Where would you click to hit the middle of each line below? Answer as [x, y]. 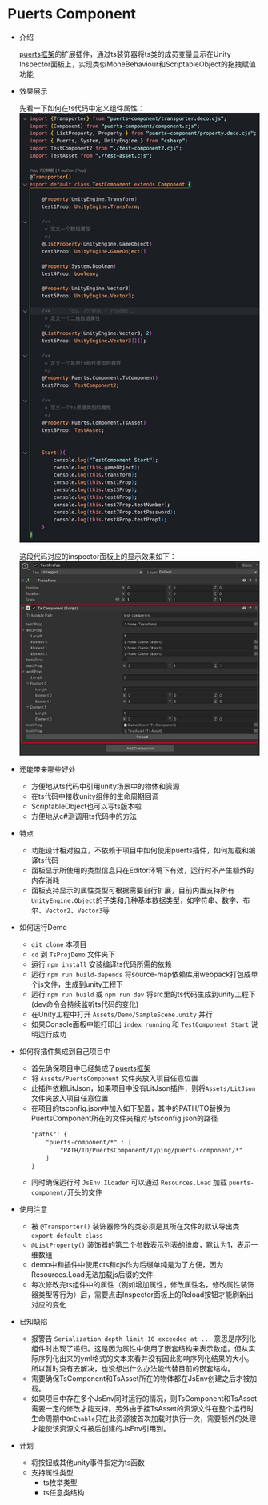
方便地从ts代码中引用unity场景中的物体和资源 [106, 786]
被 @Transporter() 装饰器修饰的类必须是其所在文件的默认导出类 [135, 1226]
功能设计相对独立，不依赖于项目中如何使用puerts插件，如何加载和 [140, 850]
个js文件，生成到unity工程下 [77, 984]
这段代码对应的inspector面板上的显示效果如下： [98, 556]
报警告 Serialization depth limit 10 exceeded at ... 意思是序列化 [144, 1338]
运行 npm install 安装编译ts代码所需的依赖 [102, 964]
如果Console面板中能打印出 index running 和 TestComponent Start [140, 1024]
